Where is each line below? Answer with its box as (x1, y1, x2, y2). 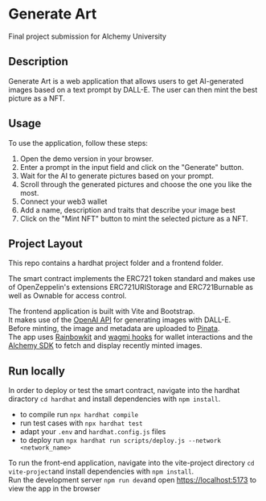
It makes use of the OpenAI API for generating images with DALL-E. (8, 315, 231, 325)
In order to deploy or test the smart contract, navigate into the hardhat (8, 386, 240, 395)
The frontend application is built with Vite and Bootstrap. (8, 307, 195, 317)
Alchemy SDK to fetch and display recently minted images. (8, 341, 203, 350)
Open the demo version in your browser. (19, 154, 154, 164)
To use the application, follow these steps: (8, 138, 149, 147)
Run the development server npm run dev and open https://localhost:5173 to (8, 475, 257, 485)
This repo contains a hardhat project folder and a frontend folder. (8, 259, 223, 268)
